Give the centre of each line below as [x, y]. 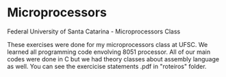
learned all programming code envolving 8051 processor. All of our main [109, 52]
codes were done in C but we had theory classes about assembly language [113, 59]
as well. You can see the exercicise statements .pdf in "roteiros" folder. [107, 66]
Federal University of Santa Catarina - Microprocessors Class [94, 31]
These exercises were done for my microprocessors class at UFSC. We [108, 44]
